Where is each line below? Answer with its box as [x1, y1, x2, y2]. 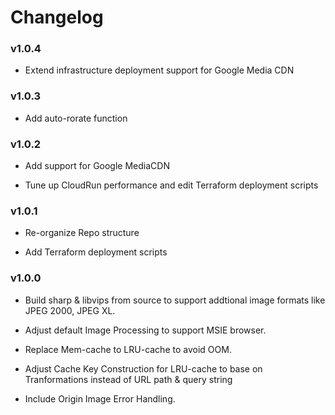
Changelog [10, 6, 104, 29]
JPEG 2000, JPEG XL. [24, 304, 116, 316]
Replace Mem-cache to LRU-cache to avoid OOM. [24, 343, 232, 355]
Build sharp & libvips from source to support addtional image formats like [24, 294, 326, 306]
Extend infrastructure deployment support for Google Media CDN [24, 64, 295, 76]
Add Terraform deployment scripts [24, 246, 168, 258]
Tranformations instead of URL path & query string [24, 373, 233, 385]
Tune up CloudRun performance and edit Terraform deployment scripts [24, 179, 319, 191]
